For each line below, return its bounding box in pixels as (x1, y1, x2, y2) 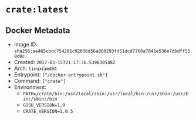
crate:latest (5, 4, 69, 15)
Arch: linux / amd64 (13, 65, 57, 72)
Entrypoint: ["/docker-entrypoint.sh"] (13, 71, 108, 78)
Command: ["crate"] (13, 78, 66, 84)
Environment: (13, 84, 46, 91)
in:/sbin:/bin (22, 96, 58, 102)
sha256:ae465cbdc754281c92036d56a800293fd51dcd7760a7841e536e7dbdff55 (13, 48, 191, 54)
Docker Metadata (5, 25, 70, 35)
